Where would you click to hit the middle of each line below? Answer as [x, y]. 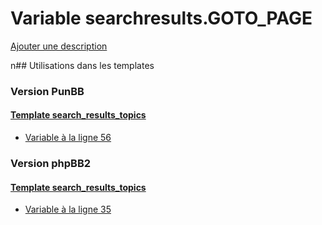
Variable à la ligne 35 [68, 209]
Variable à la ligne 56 [68, 138]
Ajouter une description [59, 46]
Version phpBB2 [51, 163]
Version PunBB [47, 91]
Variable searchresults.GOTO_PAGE [161, 18]
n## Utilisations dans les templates [82, 65]
